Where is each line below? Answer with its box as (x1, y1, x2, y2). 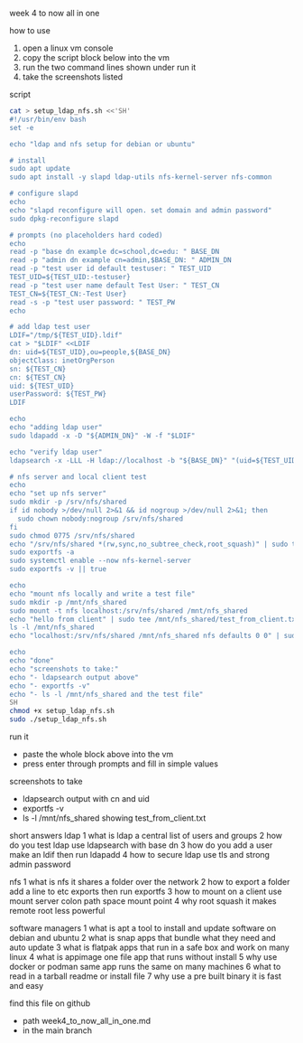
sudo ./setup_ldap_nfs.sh (9, 715, 106, 724)
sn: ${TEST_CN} (9, 364, 67, 373)
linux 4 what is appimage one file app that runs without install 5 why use (9, 952, 278, 962)
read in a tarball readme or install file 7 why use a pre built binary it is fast (9, 971, 282, 982)
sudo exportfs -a (9, 548, 75, 557)
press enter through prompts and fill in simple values (22, 758, 219, 769)
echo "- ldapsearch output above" (9, 672, 140, 681)
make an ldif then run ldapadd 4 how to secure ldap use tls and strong (9, 850, 271, 860)
